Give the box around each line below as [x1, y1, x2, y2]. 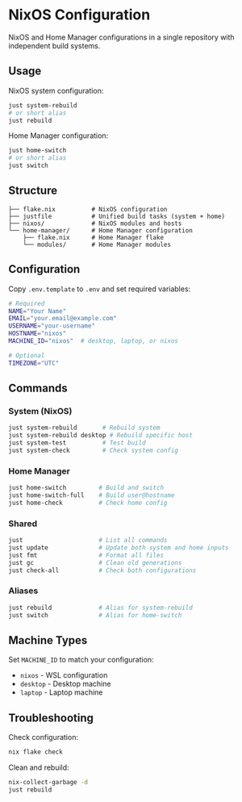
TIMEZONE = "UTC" [8, 359, 60, 367]
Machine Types [8, 633, 88, 647]
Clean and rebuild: [8, 762, 70, 772]
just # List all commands [8, 537, 168, 545]
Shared [8, 518, 38, 529]
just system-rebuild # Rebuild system [8, 424, 161, 432]
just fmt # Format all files [8, 551, 164, 559]
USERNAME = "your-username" [8, 322, 95, 330]
